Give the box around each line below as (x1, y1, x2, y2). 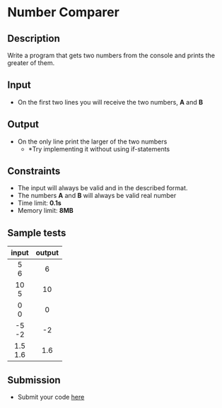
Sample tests (7, 227, 66, 239)
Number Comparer (7, 4, 120, 21)
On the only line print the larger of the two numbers (17, 137, 168, 146)
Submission (7, 374, 62, 386)
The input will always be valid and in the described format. (17, 184, 188, 192)
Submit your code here (17, 393, 85, 402)
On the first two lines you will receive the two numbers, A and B (17, 98, 204, 106)
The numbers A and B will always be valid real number (17, 192, 177, 200)
